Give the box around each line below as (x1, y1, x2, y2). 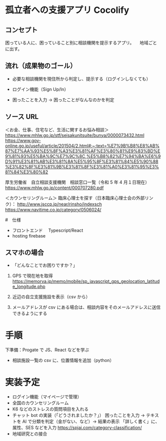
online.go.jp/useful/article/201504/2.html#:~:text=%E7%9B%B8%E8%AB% (5, 143, 160, 149)
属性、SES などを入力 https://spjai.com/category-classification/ (12, 425, 142, 431)
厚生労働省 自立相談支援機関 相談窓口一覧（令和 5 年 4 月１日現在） (5, 179, 150, 185)
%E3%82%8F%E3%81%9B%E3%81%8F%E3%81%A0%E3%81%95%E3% (5, 163, 159, 169)
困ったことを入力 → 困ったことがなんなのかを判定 (12, 97, 115, 103)
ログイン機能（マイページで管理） (12, 394, 82, 400)
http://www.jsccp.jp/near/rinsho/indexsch (17, 201, 102, 207)
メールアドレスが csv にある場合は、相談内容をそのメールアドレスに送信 (12, 304, 161, 310)
